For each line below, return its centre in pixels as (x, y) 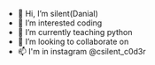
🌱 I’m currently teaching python (75, 32)
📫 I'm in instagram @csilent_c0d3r (81, 51)
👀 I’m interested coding (60, 23)
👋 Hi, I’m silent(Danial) (58, 14)
